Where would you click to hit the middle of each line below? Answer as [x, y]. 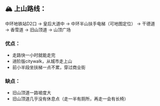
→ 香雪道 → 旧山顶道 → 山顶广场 [38, 30]
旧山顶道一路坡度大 [32, 93]
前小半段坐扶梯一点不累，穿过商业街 [49, 67]
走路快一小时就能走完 [34, 55]
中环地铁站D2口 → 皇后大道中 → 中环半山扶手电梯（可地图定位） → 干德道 [80, 23]
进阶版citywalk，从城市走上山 [42, 61]
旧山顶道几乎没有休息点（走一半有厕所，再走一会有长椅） [70, 99]
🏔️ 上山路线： [26, 9]
